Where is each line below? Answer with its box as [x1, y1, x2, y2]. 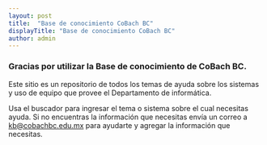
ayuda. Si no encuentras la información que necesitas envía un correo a [8, 112, 248, 122]
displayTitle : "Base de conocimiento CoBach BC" [8, 27, 176, 35]
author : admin [8, 34, 57, 43]
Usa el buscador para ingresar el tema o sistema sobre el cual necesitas [8, 103, 249, 113]
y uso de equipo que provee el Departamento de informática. [8, 88, 212, 97]
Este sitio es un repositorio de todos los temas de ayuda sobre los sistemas [8, 79, 260, 89]
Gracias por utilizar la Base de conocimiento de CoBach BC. [8, 61, 247, 72]
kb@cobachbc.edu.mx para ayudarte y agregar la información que [8, 120, 231, 130]
